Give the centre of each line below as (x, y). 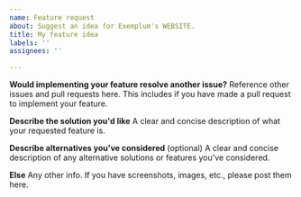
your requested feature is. (57, 130)
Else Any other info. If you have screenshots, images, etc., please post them (150, 175)
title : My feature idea (54, 34)
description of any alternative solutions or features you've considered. (140, 157)
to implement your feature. (59, 103)
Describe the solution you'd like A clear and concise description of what (145, 121)
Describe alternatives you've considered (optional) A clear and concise (144, 148)
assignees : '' (36, 51)
